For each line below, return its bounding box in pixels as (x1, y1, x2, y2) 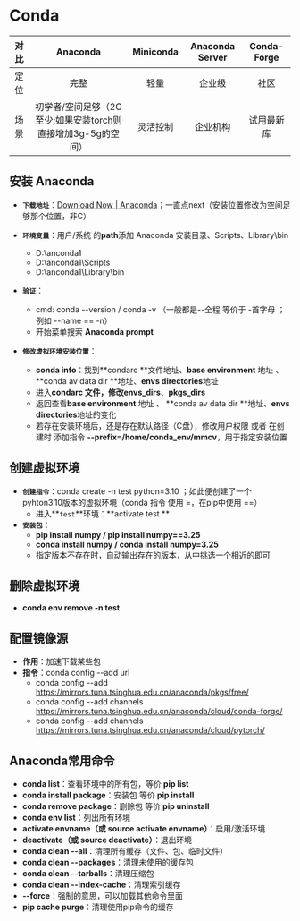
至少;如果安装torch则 (35, 114, 122, 126)
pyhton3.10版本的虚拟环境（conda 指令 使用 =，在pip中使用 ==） (21, 497, 262, 507)
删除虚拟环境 (9, 578, 80, 593)
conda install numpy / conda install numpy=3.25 (35, 539, 219, 550)
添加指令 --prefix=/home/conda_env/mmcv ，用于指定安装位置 (53, 431, 287, 442)
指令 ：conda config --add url (21, 668, 130, 678)
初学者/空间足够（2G (34, 100, 122, 113)
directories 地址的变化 (35, 409, 117, 420)
